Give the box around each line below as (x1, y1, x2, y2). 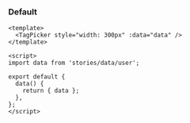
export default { (8, 73, 66, 81)
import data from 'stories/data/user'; (8, 59, 140, 67)
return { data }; (22, 86, 80, 95)
